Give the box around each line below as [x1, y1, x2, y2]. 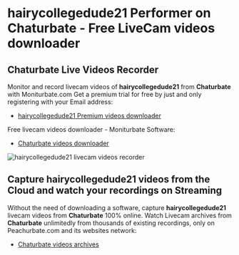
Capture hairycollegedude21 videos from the [7, 173, 210, 186]
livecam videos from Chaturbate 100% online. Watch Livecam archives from [7, 211, 232, 219]
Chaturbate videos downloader [17, 139, 109, 147]
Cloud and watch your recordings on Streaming [7, 184, 223, 197]
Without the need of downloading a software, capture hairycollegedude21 [7, 203, 227, 212]
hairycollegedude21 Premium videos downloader [17, 112, 162, 120]
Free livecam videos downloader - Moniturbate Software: [7, 125, 176, 133]
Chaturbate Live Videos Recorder [7, 63, 159, 76]
